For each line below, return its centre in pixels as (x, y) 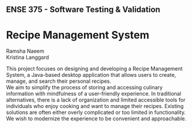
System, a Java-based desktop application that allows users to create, (91, 75)
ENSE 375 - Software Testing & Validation (83, 10)
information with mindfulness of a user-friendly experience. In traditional (94, 94)
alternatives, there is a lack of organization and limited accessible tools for (96, 100)
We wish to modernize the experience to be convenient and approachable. (96, 119)
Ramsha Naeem (25, 51)
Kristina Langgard (28, 58)
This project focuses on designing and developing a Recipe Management (95, 69)
